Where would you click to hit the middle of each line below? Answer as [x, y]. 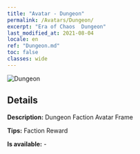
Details [22, 100]
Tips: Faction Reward [38, 130]
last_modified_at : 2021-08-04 [51, 33]
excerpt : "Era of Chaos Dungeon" [57, 26]
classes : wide [28, 59]
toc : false [23, 53]
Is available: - [27, 144]
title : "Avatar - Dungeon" [46, 14]
